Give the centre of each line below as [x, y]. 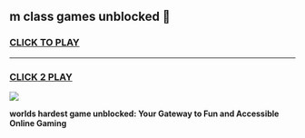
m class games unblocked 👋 [90, 17]
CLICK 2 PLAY [41, 76]
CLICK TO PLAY [44, 43]
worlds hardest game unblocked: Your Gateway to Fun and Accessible [144, 113]
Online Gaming [38, 123]
